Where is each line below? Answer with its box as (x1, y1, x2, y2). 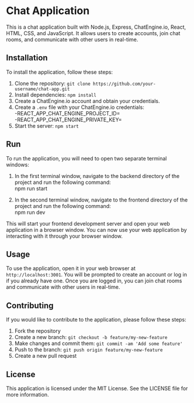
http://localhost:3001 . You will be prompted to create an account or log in (6, 271, 188, 278)
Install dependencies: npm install (14, 91, 96, 98)
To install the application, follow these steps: (6, 69, 113, 76)
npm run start (14, 185, 48, 192)
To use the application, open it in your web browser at (6, 265, 136, 272)
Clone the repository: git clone (14, 80, 91, 87)
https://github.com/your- (92, 81, 156, 87)
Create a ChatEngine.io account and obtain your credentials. (14, 97, 160, 104)
